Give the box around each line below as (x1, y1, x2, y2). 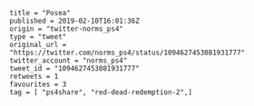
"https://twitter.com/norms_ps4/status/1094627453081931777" (9, 48, 246, 57)
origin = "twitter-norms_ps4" (9, 24, 124, 34)
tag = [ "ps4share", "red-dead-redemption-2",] (9, 88, 193, 97)
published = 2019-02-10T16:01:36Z (9, 16, 141, 25)
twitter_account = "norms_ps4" (9, 56, 128, 65)
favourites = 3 (9, 80, 67, 89)
